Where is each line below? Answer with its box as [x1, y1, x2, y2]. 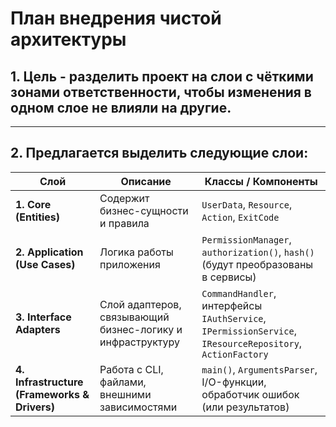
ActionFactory [201, 348, 269, 360]
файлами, [99, 375, 147, 389]
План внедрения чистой [10, 7, 222, 30]
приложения [99, 257, 161, 271]
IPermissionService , [201, 323, 297, 337]
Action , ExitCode [201, 210, 280, 224]
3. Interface [15, 310, 72, 324]
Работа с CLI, [99, 362, 164, 376]
